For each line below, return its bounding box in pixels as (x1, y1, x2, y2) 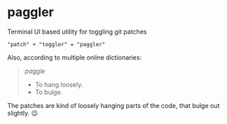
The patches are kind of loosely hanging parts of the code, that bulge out (7, 101, 220, 109)
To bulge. (35, 88, 63, 96)
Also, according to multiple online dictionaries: (7, 53, 142, 62)
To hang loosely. (35, 80, 83, 88)
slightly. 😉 (7, 109, 38, 117)
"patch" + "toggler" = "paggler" (7, 41, 106, 48)
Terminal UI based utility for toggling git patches (7, 27, 147, 36)
